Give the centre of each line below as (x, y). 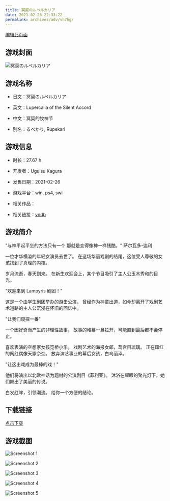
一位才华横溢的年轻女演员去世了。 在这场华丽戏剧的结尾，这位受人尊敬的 (82, 256)
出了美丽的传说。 (32, 381)
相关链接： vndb (29, 214)
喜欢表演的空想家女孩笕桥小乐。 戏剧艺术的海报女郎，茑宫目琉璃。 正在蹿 (82, 347)
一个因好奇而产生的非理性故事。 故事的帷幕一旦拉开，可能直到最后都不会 (82, 330)
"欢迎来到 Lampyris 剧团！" (34, 291)
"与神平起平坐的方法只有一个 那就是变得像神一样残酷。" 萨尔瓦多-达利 (79, 245)
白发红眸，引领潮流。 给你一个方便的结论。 (50, 392)
